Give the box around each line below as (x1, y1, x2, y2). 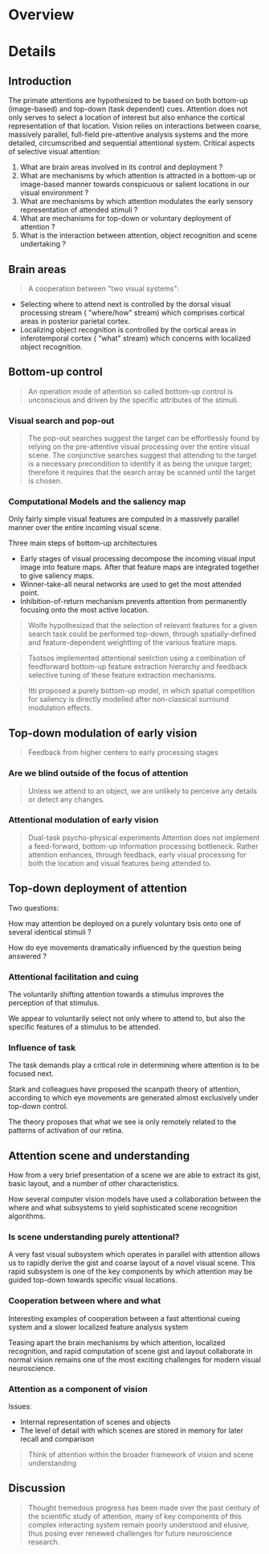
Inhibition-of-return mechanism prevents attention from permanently (19, 597, 247, 606)
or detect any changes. (27, 794, 105, 804)
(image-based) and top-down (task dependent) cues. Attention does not (8, 104, 248, 114)
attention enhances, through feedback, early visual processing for (27, 850, 247, 859)
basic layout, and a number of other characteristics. (8, 1179, 179, 1189)
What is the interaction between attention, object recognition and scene (19, 230, 258, 240)
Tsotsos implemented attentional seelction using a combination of (27, 653, 247, 663)
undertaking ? (19, 239, 67, 249)
